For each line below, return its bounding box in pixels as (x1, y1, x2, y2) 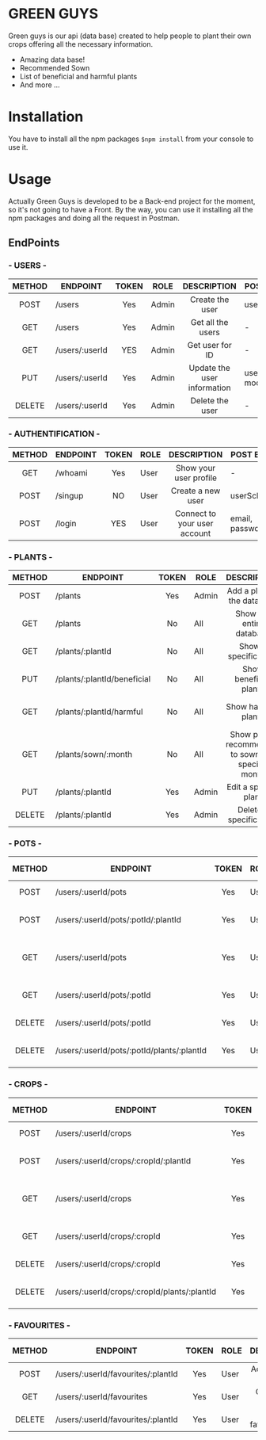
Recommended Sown (19, 63, 90, 72)
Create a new (170, 485, 221, 496)
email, (230, 513, 253, 524)
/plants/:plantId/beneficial (55, 674, 151, 685)
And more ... (19, 80, 61, 90)
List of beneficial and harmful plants (19, 71, 138, 81)
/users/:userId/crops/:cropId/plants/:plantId (55, 1285, 217, 1297)
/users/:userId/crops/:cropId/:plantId (55, 1155, 192, 1166)
